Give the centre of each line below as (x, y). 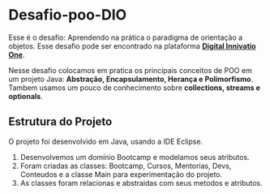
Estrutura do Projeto (60, 122)
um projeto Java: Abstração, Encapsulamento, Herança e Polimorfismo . (131, 79)
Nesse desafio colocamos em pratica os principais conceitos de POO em (131, 70)
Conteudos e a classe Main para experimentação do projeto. (121, 174)
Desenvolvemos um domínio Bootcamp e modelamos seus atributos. (135, 157)
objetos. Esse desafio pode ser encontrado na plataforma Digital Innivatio (133, 45)
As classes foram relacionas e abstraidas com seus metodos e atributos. (141, 183)
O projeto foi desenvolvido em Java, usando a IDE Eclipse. (106, 141)
